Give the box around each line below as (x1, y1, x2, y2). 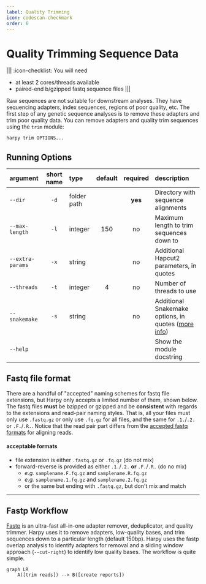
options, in (154, 312, 185, 320)
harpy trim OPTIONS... (6, 135, 64, 141)
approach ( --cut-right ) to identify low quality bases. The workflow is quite (6, 548, 196, 555)
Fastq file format (6, 373, 71, 384)
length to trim (154, 221, 194, 230)
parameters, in (154, 261, 197, 270)
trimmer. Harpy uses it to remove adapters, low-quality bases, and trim (6, 528, 185, 536)
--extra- (9, 255, 35, 262)
